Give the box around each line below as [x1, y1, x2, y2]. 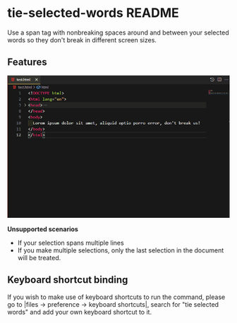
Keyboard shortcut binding [7, 274, 128, 286]
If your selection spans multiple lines [17, 238, 125, 247]
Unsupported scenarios [7, 225, 79, 233]
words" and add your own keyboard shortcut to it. [7, 307, 152, 316]
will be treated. [17, 254, 61, 262]
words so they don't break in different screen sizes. [7, 35, 157, 44]
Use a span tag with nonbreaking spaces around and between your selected [7, 28, 229, 37]
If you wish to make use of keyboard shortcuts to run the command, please [7, 293, 226, 301]
